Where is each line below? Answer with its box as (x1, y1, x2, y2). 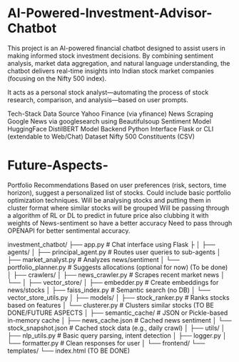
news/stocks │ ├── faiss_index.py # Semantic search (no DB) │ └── (7, 286, 210, 294)
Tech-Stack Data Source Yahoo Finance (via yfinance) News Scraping (7, 109, 214, 118)
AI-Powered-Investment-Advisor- (7, 5, 213, 21)
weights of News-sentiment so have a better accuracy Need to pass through (7, 218, 233, 227)
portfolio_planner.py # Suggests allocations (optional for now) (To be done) (7, 263, 228, 271)
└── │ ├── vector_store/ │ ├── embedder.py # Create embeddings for (7, 278, 219, 286)
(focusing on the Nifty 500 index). (7, 74, 107, 83)
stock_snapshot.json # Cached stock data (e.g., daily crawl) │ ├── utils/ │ (7, 323, 226, 332)
